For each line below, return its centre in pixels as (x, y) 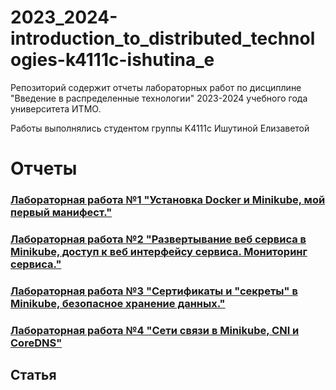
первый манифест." (61, 213)
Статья (33, 375)
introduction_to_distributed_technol (163, 38)
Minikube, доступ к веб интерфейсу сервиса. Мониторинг (159, 251)
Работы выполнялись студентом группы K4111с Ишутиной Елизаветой (160, 128)
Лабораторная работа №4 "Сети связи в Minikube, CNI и (155, 330)
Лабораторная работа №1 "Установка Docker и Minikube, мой (168, 200)
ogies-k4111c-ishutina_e (112, 60)
